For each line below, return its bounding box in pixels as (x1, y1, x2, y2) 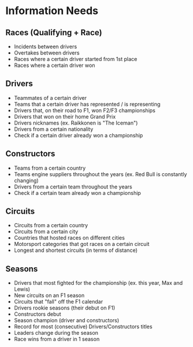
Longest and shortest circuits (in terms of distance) (13, 247, 138, 254)
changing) (13, 177, 39, 184)
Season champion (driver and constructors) (13, 317, 119, 324)
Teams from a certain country (13, 164, 86, 171)
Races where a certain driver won (13, 62, 95, 69)
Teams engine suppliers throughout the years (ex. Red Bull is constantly (13, 170, 188, 177)
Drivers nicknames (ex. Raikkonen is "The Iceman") (13, 119, 138, 126)
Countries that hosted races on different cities (13, 234, 125, 241)
